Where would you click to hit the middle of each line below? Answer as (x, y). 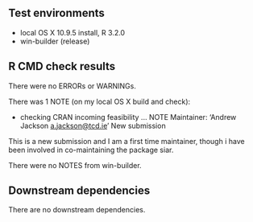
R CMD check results (62, 66)
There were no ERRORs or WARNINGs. (73, 86)
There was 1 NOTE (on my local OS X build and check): (100, 101)
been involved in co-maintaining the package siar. (91, 150)
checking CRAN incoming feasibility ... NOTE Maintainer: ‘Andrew (128, 117)
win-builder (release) (55, 41)
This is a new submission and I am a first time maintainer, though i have (126, 141)
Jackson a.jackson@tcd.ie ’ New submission (93, 125)
